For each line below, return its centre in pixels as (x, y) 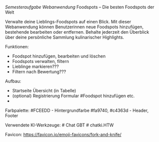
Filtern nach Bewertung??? (39, 72)
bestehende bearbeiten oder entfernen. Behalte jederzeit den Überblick (77, 32)
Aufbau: (13, 81)
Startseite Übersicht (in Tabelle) (44, 91)
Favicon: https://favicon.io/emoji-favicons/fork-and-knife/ (63, 134)
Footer (12, 116)
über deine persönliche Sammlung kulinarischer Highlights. (65, 37)
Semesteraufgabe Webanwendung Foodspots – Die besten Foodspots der (80, 7)
